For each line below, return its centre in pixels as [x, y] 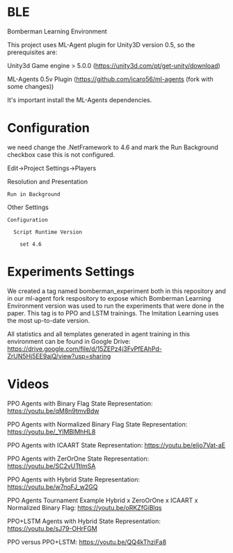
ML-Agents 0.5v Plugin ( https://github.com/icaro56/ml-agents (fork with [110, 79]
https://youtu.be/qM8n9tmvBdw [53, 411]
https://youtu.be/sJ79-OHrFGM [52, 528]
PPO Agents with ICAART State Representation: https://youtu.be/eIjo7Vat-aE [116, 445]
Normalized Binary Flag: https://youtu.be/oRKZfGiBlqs [85, 507]
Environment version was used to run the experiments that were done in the [116, 306]
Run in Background [34, 194]
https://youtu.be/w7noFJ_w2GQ [53, 486]
